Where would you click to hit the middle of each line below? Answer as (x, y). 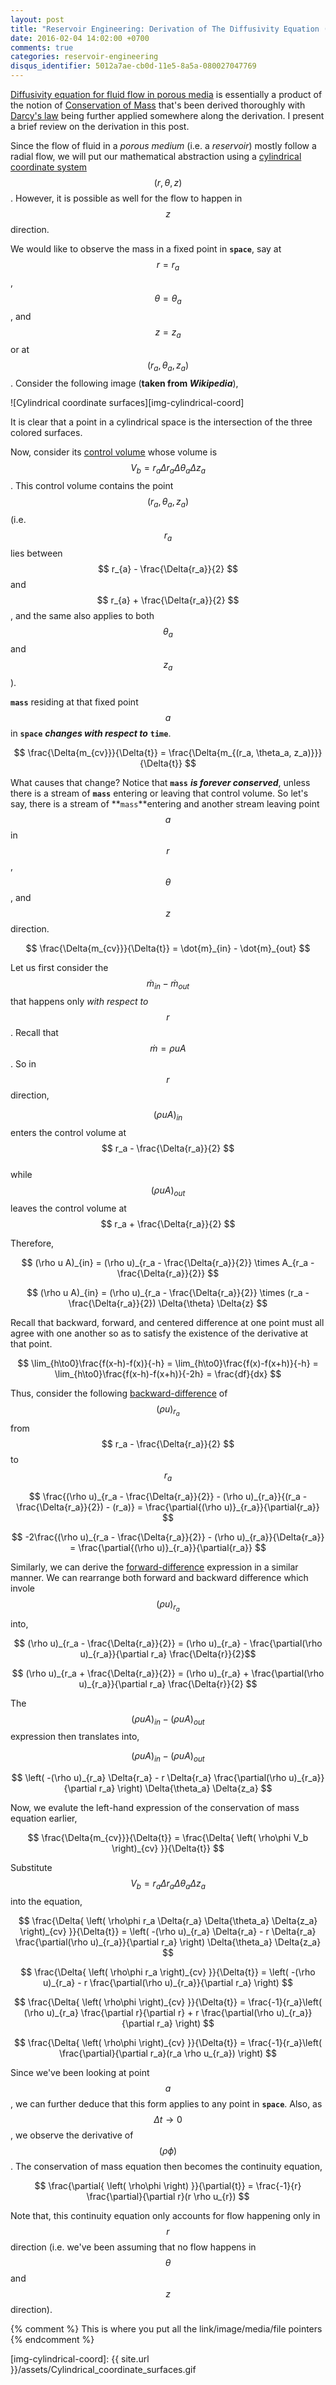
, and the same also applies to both (82, 615)
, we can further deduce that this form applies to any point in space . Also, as (166, 2104)
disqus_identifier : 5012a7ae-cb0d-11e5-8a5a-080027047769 (133, 66)
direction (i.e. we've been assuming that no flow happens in (133, 2247)
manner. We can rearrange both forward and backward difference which (159, 1578)
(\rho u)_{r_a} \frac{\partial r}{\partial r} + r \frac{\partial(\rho (149, 2012)
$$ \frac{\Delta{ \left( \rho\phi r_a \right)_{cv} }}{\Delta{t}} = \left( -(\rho (168, 1972)
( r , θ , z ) (168, 182)
